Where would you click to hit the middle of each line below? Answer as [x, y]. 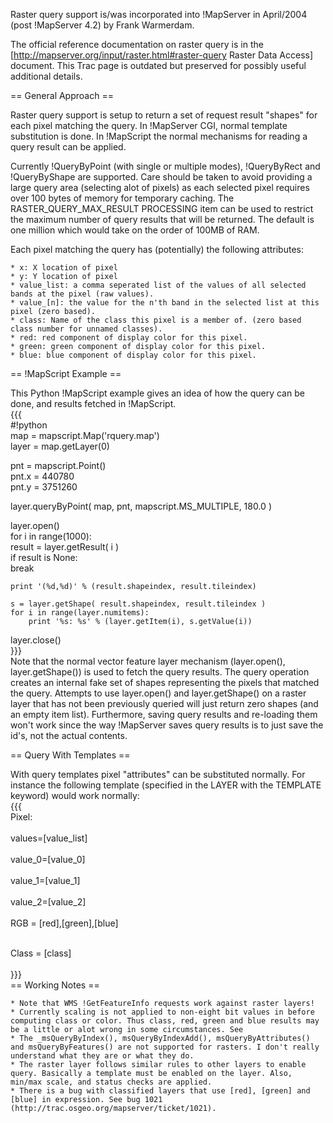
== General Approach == [62, 95]
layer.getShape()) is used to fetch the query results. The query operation [160, 672]
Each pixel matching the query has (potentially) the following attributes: [157, 249]
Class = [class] [41, 953]
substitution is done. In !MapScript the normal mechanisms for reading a [159, 136]
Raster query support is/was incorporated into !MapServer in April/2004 [159, 14]
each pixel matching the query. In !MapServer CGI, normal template [149, 125]
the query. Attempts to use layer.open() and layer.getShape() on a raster [158, 693]
